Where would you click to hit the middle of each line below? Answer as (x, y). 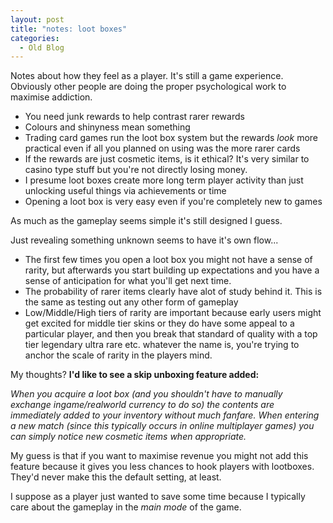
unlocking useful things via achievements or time (125, 191)
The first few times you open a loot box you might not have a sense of (168, 260)
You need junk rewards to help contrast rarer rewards (134, 117)
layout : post (37, 19)
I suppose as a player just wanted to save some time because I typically (158, 497)
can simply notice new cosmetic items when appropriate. (128, 437)
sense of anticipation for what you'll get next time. (128, 281)
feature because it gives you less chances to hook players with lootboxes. (162, 467)
